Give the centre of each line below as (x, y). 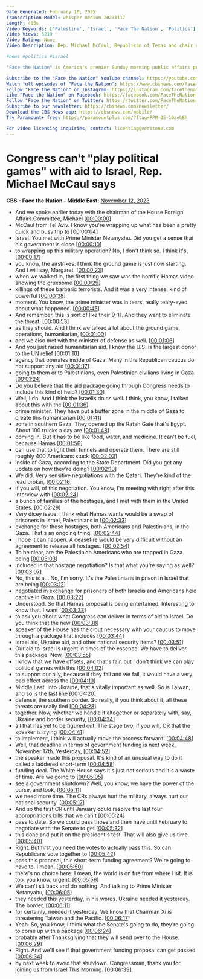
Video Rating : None (31, 40)
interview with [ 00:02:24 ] (47, 495)
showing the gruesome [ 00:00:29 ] (58, 283)
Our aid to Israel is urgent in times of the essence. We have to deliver (101, 649)
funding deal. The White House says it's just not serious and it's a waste (105, 771)
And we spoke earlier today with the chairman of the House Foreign (99, 213)
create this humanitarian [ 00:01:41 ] (58, 418)
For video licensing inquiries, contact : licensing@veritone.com (90, 128)
